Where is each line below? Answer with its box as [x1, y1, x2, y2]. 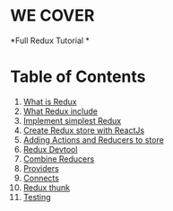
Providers [22, 163, 59, 173]
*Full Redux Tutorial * [10, 35, 91, 46]
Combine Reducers [22, 154, 95, 164]
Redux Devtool [22, 144, 78, 154]
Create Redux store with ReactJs [22, 125, 145, 136]
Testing [22, 191, 52, 202]
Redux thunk [22, 181, 71, 193]
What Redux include [22, 105, 98, 117]
